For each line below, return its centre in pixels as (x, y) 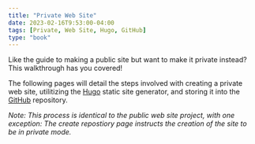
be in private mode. (40, 132)
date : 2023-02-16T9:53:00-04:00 (61, 23)
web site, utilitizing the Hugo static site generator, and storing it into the (124, 92)
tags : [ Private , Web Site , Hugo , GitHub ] (77, 30)
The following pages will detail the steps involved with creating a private (126, 83)
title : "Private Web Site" (52, 15)
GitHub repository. (38, 100)
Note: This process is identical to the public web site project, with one (122, 116)
